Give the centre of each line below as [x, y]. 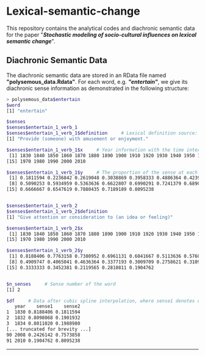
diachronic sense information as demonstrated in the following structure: [98, 88]
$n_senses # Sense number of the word [61, 284]
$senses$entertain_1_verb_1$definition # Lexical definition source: [102, 133]
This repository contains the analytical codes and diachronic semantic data [101, 28]
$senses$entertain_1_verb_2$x [45, 228]
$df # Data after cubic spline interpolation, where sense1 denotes [101, 301]
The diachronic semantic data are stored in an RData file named [86, 75]
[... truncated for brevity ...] [49, 329]
